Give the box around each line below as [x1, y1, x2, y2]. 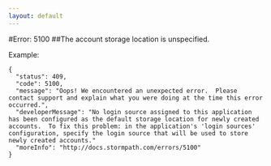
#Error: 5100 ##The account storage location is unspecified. [8, 34, 210, 44]
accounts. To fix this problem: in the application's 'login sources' [8, 122, 256, 130]
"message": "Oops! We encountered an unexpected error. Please [15, 87, 238, 95]
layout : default [8, 11, 63, 20]
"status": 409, [15, 72, 67, 81]
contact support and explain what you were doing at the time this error [8, 94, 264, 102]
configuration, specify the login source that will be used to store [8, 129, 249, 138]
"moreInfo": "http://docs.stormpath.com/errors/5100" [15, 143, 201, 151]
